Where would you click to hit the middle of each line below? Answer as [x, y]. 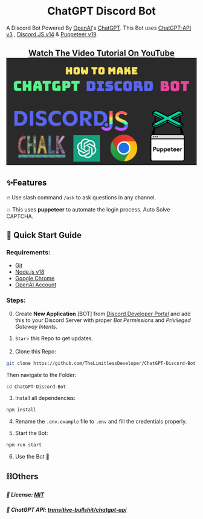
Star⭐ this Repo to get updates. [54, 338]
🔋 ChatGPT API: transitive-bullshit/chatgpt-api [66, 510]
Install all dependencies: [45, 398]
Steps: [16, 300]
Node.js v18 [30, 272]
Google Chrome [35, 279]
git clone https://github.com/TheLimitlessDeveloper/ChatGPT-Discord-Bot [101, 363]
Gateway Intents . [36, 326]
